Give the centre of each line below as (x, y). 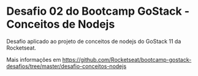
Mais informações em (34, 59)
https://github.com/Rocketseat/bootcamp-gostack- (127, 59)
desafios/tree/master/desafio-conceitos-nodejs (67, 66)
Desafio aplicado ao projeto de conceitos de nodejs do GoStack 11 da (94, 41)
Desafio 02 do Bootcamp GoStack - (98, 11)
